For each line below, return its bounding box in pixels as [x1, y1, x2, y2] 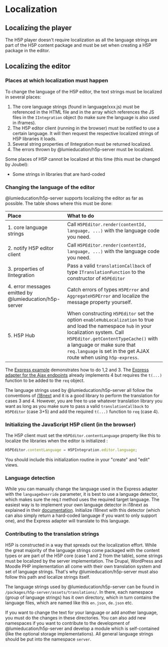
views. [5, 462, 19, 468]
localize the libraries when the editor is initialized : [5, 438, 108, 444]
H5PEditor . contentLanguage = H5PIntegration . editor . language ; [5, 448, 137, 453]
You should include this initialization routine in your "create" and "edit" [5, 457, 150, 463]
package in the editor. [5, 48, 50, 53]
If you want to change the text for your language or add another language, [5, 609, 158, 615]
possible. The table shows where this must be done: [5, 200, 112, 206]
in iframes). [12, 120, 36, 126]
